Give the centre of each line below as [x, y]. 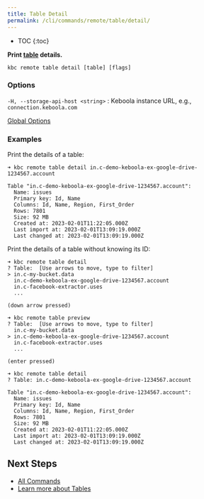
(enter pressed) [31, 362]
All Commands [39, 481]
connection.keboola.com [42, 107]
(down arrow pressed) [39, 306]
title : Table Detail [38, 14]
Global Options [29, 121]
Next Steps [32, 464]
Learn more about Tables [54, 488]
